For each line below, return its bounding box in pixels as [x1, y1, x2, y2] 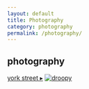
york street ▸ [7, 74, 43, 82]
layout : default [7, 10, 54, 17]
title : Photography [7, 17, 64, 24]
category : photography [7, 23, 73, 30]
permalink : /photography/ [7, 29, 82, 37]
